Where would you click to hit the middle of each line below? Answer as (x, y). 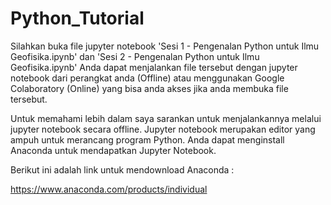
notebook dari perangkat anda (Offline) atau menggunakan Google (147, 78)
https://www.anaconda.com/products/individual (109, 189)
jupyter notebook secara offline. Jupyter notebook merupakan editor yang (163, 129)
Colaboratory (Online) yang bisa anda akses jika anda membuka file (149, 88)
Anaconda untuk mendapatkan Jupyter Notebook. (113, 150)
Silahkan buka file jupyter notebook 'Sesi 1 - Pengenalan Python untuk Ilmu (165, 46)
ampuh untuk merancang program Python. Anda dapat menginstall (147, 139)
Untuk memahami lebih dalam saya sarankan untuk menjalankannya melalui (166, 118)
